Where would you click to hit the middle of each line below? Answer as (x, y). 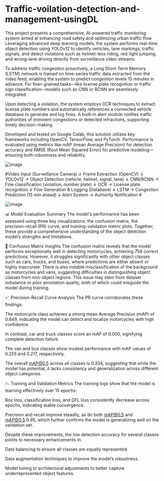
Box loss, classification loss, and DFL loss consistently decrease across (77, 400)
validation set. (19, 425)
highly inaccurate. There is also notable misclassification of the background (82, 267)
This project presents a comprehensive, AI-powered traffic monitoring (76, 33)
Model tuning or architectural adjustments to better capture (65, 468)
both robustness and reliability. (55, 155)
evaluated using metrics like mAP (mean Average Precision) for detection (79, 144)
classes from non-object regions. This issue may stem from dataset (73, 277)
